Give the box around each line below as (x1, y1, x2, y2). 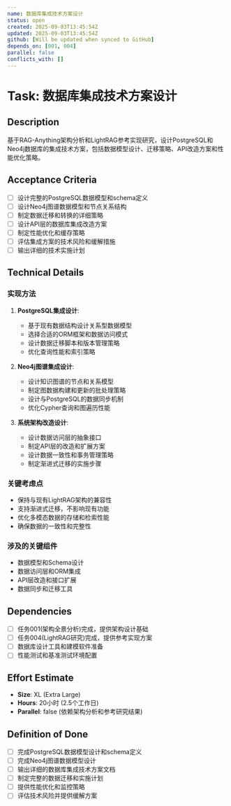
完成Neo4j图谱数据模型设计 (17, 756, 96, 765)
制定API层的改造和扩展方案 (27, 441, 105, 450)
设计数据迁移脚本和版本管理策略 (27, 339, 120, 347)
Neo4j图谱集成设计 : (17, 362, 75, 371)
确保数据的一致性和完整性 (17, 522, 91, 530)
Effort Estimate (7, 672, 74, 684)
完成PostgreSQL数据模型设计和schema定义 (17, 747, 142, 756)
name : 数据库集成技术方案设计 (7, 10, 84, 17)
